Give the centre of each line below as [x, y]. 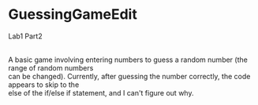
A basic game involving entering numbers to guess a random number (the [128, 60]
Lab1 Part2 [25, 36]
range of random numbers [51, 67]
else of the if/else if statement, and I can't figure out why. [101, 92]
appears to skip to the [44, 85]
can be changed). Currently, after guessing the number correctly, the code [129, 76]
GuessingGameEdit [73, 14]
